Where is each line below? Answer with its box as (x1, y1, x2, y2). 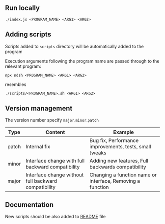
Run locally (5, 4, 40, 12)
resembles (5, 81, 27, 87)
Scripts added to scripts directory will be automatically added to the (5, 43, 144, 49)
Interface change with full (25, 157, 85, 164)
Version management (5, 104, 73, 112)
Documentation (5, 200, 54, 209)
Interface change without (25, 171, 84, 178)
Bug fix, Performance (89, 137, 139, 144)
